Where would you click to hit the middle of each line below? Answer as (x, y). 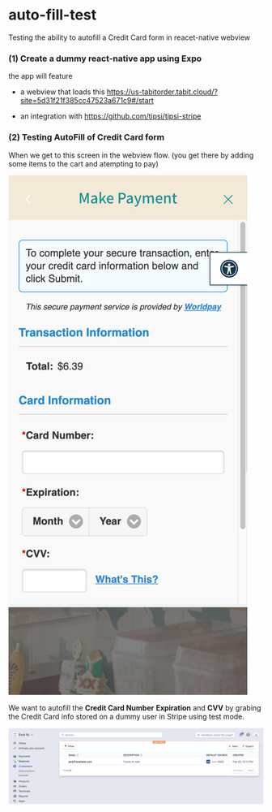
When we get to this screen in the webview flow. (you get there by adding (131, 155)
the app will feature (40, 76)
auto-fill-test (53, 15)
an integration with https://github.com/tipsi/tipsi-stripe (110, 116)
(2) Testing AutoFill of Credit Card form (87, 137)
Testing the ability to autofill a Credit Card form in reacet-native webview (130, 37)
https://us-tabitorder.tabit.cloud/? (162, 92)
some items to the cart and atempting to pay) (84, 163)
